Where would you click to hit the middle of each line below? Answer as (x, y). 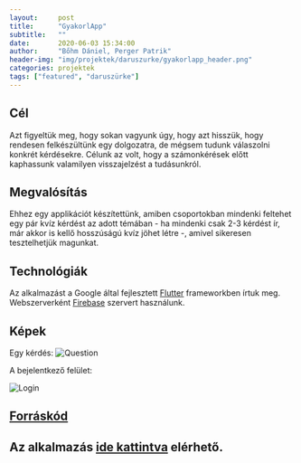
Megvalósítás (48, 192)
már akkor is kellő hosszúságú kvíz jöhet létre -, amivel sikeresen (130, 233)
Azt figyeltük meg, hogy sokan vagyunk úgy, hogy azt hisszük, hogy (136, 135)
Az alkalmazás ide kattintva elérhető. (116, 447)
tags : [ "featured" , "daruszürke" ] (75, 77)
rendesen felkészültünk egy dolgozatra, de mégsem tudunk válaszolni (140, 145)
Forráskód (39, 416)
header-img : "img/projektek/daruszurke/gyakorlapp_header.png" (131, 60)
